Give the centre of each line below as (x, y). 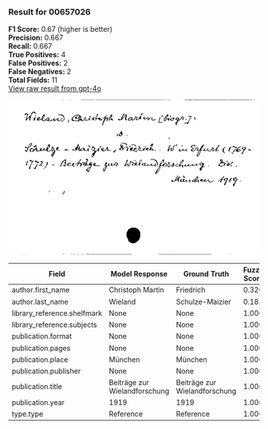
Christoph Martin (137, 290)
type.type (28, 414)
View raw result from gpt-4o (55, 89)
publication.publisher (46, 371)
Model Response (139, 274)
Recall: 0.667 (30, 46)
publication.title (37, 387)
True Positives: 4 (37, 55)
